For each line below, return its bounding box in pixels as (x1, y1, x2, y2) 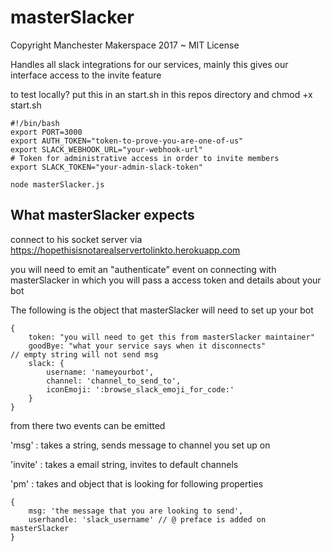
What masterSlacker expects (10, 207, 195, 224)
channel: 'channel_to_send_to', (46, 376, 182, 386)
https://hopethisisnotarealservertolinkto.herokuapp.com (10, 244, 241, 256)
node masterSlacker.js (10, 179, 105, 190)
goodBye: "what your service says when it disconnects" (28, 341, 267, 351)
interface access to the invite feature (10, 69, 162, 81)
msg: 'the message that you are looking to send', (28, 506, 244, 516)
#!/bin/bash (10, 118, 60, 128)
